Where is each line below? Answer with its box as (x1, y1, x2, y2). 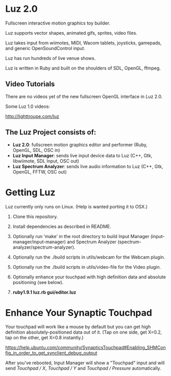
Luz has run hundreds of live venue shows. (5, 55, 96, 61)
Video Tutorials (5, 80, 55, 88)
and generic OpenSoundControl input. (5, 45, 86, 51)
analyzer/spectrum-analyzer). (12, 244, 76, 250)
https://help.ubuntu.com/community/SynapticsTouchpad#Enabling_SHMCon (5, 344, 166, 350)
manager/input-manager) (12, 239, 66, 245)
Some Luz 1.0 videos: (5, 103, 50, 109)
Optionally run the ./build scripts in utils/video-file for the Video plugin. (12, 264, 161, 270)
